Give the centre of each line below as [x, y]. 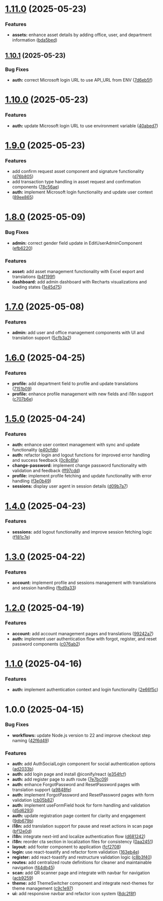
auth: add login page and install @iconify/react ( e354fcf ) [69, 774]
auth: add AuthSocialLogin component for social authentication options [84, 764]
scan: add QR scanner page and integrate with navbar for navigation [81, 873]
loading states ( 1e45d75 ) [37, 287]
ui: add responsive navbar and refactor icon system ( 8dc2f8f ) [74, 894]
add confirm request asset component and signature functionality [78, 172]
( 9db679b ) [23, 821]
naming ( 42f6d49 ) [31, 740]
